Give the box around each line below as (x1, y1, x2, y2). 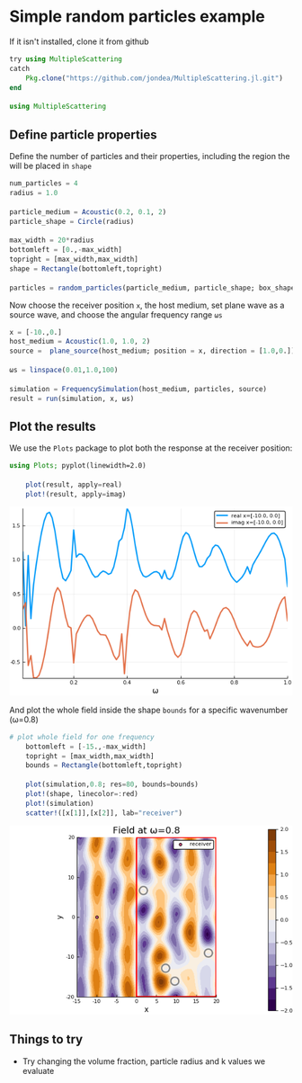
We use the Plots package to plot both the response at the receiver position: (9, 443, 293, 453)
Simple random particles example (9, 6, 265, 27)
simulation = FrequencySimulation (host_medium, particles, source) (9, 384, 268, 393)
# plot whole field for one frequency (9, 732, 155, 741)
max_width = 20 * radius (9, 236, 94, 245)
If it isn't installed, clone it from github (9, 36, 150, 47)
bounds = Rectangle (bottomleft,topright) (25, 761, 182, 770)
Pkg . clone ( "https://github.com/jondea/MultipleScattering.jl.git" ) (25, 74, 283, 83)
